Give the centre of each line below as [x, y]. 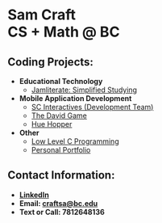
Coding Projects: [51, 62]
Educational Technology [61, 81]
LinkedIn [34, 195]
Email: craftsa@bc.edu [58, 203]
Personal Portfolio [61, 150]
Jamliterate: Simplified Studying [84, 90]
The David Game [59, 116]
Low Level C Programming [75, 141]
